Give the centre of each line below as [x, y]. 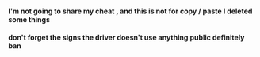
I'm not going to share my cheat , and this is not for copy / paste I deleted [130, 11]
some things [29, 19]
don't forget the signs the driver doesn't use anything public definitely [126, 38]
